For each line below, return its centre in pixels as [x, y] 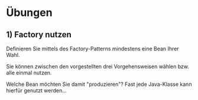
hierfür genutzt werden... [36, 91]
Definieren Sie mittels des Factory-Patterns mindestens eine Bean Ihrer [92, 49]
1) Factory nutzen [39, 35]
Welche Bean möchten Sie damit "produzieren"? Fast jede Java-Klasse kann [99, 84]
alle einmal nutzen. [29, 73]
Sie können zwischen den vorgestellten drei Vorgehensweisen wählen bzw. [98, 66]
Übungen [29, 13]
